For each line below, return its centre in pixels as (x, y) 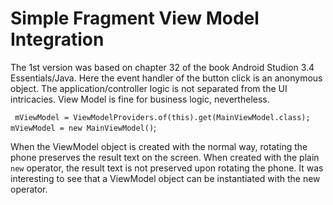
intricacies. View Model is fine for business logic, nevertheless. (140, 99)
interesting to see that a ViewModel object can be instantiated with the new (165, 178)
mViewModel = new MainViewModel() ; (83, 127)
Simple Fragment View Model (135, 18)
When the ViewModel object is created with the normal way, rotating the (159, 146)
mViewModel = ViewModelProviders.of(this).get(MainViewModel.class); (162, 117)
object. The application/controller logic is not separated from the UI (149, 88)
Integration (57, 39)
